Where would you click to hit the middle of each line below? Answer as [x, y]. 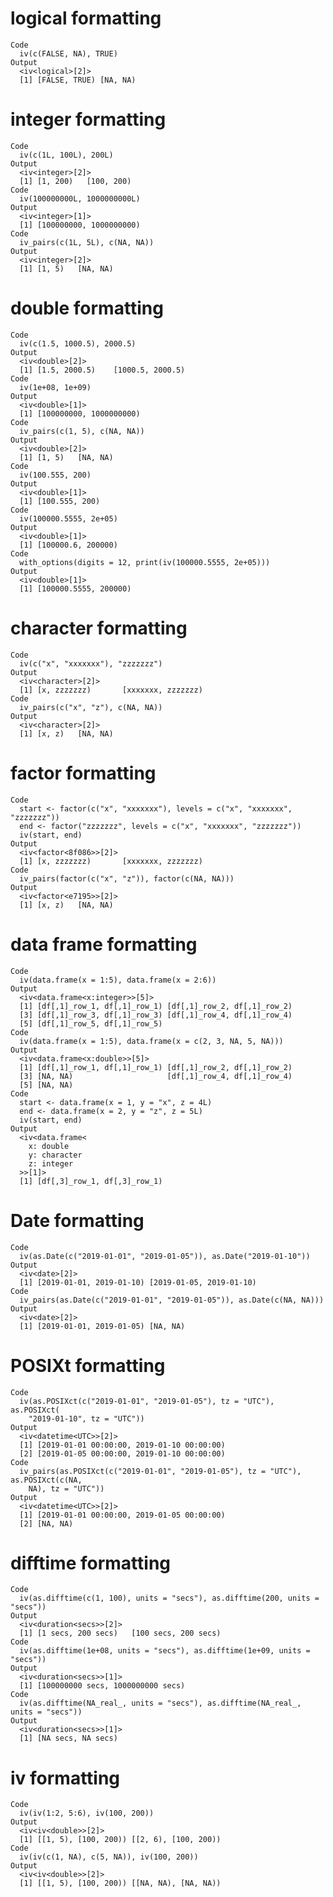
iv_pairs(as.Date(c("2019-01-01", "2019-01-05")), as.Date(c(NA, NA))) [172, 1300]
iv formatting [65, 1778]
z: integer [51, 1163]
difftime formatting [91, 1563]
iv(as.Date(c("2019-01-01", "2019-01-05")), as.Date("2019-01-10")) [165, 1256]
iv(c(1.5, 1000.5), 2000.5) [78, 343]
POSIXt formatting [88, 1365]
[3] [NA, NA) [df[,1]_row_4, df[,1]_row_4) [156, 1076]
